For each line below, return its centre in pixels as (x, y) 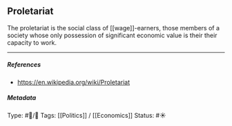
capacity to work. (32, 42)
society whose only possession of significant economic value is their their (112, 35)
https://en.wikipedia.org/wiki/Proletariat (74, 82)
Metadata (22, 98)
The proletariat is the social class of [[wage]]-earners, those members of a (113, 28)
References (24, 65)
